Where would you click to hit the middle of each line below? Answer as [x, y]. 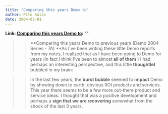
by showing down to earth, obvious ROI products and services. [96, 85]
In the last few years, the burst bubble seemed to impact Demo [96, 80]
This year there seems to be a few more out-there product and [95, 90]
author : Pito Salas [26, 15]
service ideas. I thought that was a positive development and [93, 95]
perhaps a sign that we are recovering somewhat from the [91, 101]
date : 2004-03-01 [23, 19]
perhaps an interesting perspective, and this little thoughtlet [93, 65]
